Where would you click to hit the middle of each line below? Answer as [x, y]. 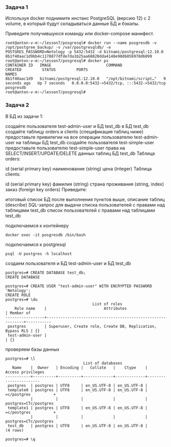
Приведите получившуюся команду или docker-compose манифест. [80, 34]
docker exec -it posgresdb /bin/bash [46, 235]
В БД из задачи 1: [24, 116]
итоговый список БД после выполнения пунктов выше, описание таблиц [85, 199]
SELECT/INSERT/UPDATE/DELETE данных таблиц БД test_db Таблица [80, 153]
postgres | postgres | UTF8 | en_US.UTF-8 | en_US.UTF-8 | [77, 385]
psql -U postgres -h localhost [39, 254]
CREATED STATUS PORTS [47, 70]
